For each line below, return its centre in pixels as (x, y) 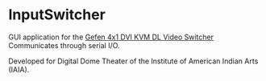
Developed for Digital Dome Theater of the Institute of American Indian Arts (133, 61)
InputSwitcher (57, 15)
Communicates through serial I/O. (64, 45)
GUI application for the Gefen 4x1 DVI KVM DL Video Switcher (111, 37)
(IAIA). (19, 69)
